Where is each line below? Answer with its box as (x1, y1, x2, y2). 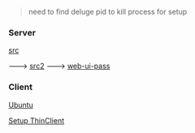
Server (8, 27, 37, 38)
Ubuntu (8, 100, 34, 109)
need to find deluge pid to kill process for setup (28, 7, 188, 16)
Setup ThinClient (8, 115, 65, 125)
